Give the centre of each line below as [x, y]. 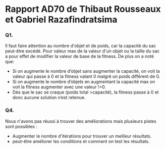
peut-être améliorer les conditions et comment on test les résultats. [81, 141]
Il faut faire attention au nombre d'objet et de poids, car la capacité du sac [81, 46]
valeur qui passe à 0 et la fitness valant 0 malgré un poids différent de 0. [86, 76]
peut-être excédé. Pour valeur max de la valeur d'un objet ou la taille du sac [83, 51]
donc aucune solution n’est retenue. [49, 98]
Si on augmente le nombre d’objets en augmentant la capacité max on [83, 82]
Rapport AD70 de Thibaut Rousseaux [83, 9]
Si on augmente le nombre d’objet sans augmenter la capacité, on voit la [86, 71]
